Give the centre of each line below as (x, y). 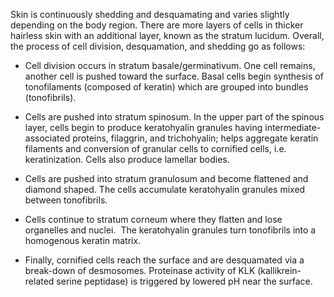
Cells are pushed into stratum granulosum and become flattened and (166, 178)
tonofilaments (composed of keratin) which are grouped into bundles (166, 87)
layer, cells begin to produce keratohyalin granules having (143, 127)
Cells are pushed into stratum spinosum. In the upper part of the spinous (174, 117)
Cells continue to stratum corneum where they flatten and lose (153, 219)
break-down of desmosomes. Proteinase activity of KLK (140, 270)
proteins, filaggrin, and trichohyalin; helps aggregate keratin (195, 138)
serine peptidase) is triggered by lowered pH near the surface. (184, 281)
